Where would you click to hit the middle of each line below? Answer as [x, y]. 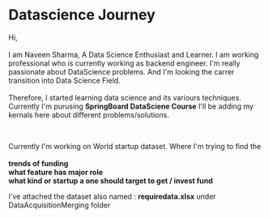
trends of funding [38, 163]
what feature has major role [56, 172]
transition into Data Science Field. [64, 80]
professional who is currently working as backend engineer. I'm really [124, 63]
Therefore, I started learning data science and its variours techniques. [125, 97]
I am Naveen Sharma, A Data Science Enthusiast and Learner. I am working [134, 54]
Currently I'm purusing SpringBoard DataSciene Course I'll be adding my [131, 106]
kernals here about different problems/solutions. [89, 114]
